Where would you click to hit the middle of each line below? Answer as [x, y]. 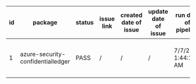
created [132, 15]
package [45, 22]
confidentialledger [45, 62]
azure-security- [43, 54]
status [85, 22]
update [158, 11]
